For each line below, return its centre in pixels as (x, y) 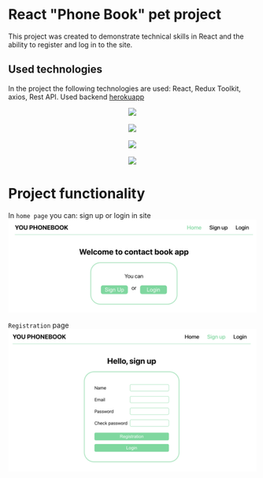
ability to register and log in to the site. (70, 44)
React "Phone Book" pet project (115, 15)
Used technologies (56, 70)
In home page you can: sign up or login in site (80, 215)
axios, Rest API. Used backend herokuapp (76, 97)
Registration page (39, 325)
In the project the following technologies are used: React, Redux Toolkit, (125, 88)
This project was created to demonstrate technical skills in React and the (126, 36)
